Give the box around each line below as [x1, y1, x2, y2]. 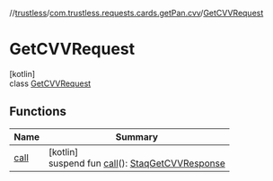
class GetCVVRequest [9, 78, 92, 89]
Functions [9, 104, 67, 119]
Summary [115, 130, 159, 142]
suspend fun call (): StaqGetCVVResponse [48, 157, 226, 169]
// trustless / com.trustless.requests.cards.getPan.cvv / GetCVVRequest [9, 8, 264, 18]
